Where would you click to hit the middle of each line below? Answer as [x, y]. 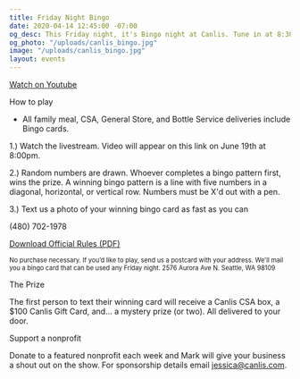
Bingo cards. [46, 129]
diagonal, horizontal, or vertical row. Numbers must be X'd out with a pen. [145, 192]
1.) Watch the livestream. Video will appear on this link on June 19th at [137, 146]
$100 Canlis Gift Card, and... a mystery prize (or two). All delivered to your [145, 311]
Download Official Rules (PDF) [65, 244]
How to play [31, 102]
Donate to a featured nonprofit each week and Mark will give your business [147, 355]
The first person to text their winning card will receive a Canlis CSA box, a [145, 302]
